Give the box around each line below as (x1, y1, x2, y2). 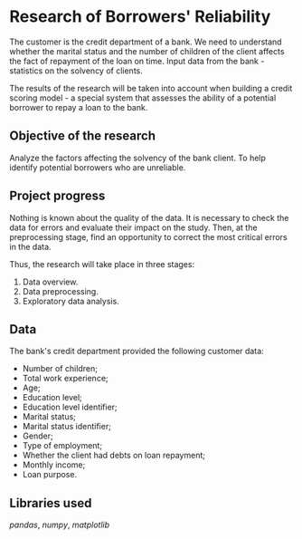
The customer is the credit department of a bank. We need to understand (9, 36, 282, 47)
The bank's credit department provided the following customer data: (9, 346, 264, 357)
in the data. (9, 241, 52, 252)
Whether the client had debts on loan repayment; (22, 450, 206, 461)
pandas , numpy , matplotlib (9, 519, 110, 531)
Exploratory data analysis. (22, 295, 119, 306)
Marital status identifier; (22, 421, 111, 432)
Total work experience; (22, 373, 109, 384)
